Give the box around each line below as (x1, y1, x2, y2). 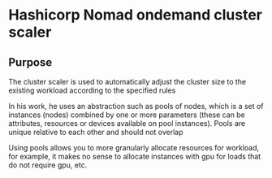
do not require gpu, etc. (8, 160, 88, 170)
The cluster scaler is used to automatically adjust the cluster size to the (8, 77, 247, 86)
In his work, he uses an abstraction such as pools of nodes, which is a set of (8, 102, 264, 111)
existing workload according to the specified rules (8, 85, 176, 95)
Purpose (8, 55, 53, 69)
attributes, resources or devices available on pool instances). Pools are (8, 119, 246, 128)
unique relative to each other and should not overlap (8, 128, 184, 137)
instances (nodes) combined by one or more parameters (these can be (8, 110, 245, 119)
